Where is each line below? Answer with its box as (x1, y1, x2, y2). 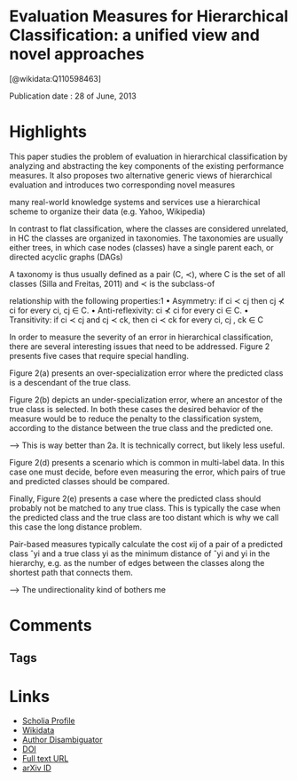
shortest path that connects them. (9, 567, 133, 578)
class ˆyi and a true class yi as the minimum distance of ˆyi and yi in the (9, 548, 270, 559)
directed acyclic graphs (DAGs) (9, 251, 123, 262)
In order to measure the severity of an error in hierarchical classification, (9, 331, 273, 342)
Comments (9, 616, 92, 636)
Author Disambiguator (21, 735, 104, 745)
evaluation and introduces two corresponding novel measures (9, 179, 236, 190)
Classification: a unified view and (9, 25, 260, 45)
